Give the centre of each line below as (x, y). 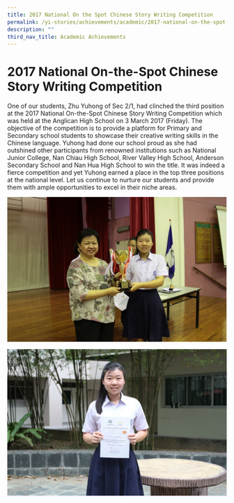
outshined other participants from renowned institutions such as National (112, 150)
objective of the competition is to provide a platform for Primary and (104, 128)
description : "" (31, 29)
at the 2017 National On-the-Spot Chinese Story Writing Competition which (115, 113)
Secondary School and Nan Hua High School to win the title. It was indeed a (116, 165)
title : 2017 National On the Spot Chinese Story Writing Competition (110, 15)
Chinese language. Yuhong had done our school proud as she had (102, 143)
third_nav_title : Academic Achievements (67, 37)
